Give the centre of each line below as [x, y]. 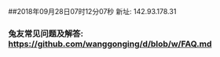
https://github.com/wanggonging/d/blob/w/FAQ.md [110, 44]
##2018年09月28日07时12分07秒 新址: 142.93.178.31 [92, 11]
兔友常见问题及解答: [46, 34]
